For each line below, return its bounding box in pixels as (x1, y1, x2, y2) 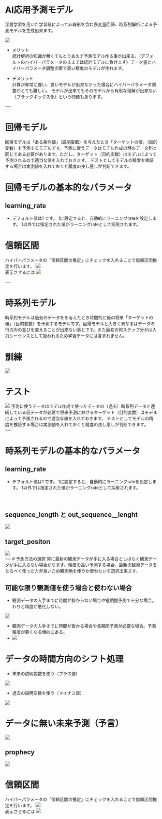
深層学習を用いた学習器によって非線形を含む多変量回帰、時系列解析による (5, 21, 153, 27)
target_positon (5, 538, 51, 546)
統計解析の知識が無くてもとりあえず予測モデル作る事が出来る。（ (12, 53, 141, 59)
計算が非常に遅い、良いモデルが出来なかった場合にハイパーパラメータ (12, 81, 152, 87)
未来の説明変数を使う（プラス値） (12, 671, 80, 676)
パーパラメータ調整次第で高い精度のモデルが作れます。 (16, 65, 126, 71)
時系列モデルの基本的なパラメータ (5, 445, 141, 456)
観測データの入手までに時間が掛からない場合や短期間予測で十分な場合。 (12, 597, 156, 603)
